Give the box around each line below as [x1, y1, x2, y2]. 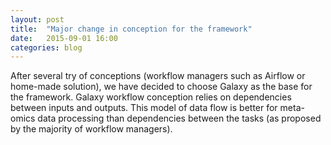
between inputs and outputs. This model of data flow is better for [10, 102, 278, 114]
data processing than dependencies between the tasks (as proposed [37, 112, 322, 125]
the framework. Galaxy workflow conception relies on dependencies [10, 91, 292, 103]
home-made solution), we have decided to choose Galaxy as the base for [10, 81, 313, 93]
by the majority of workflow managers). [10, 123, 173, 135]
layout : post [10, 14, 65, 25]
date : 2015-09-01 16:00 [10, 33, 118, 43]
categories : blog [10, 42, 83, 53]
